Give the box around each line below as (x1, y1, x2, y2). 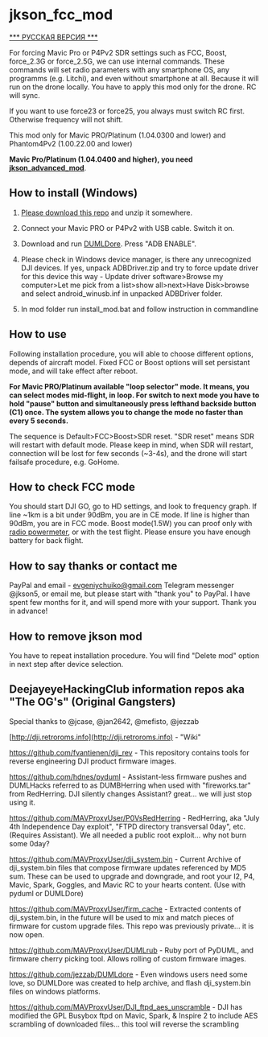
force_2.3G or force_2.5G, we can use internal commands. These (9, 56, 225, 66)
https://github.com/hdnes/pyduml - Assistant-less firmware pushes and (9, 772, 247, 781)
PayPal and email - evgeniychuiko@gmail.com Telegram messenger (9, 581, 234, 591)
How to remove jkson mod (9, 629, 143, 643)
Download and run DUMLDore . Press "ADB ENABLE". (20, 239, 196, 249)
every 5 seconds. (9, 416, 69, 426)
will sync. (9, 90, 41, 100)
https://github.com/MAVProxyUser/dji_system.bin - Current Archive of (9, 854, 241, 864)
